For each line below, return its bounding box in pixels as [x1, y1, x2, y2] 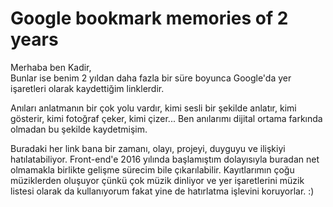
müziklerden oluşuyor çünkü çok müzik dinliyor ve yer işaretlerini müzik [10, 174, 305, 186]
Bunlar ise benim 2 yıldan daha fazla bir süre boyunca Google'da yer [10, 72, 292, 84]
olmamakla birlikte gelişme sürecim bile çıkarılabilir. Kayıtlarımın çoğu [10, 163, 295, 176]
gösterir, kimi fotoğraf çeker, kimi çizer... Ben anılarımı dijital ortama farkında [10, 112, 323, 124]
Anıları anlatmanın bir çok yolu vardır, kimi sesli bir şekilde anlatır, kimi [10, 102, 297, 114]
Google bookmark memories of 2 [10, 7, 289, 30]
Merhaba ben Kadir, [10, 61, 92, 73]
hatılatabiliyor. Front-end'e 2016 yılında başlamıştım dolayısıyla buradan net [10, 153, 320, 165]
